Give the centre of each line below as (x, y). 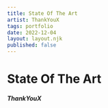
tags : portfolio (30, 26)
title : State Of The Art (42, 13)
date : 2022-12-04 (32, 32)
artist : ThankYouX (33, 20)
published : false (32, 45)
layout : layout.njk (35, 39)
